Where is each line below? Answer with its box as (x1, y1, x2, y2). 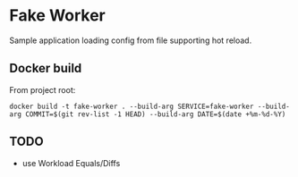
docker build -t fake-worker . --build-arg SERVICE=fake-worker (9, 102, 254, 111)
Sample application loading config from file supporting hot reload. (9, 35, 252, 46)
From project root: (9, 84, 76, 95)
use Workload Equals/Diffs (21, 157, 121, 168)
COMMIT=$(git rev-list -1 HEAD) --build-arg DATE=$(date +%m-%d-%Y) (25, 109, 286, 119)
